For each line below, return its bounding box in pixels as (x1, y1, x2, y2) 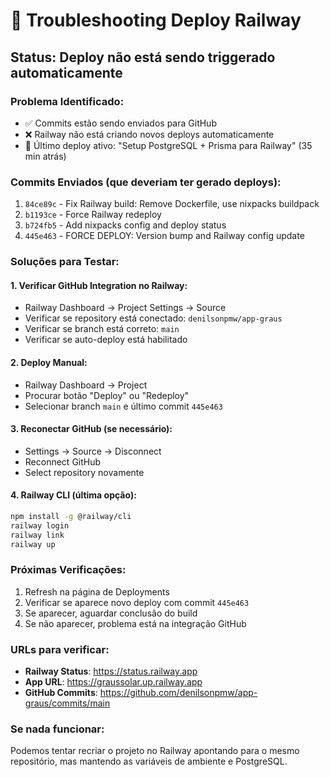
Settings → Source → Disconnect (24, 445, 162, 457)
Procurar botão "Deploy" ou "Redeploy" (24, 389, 190, 401)
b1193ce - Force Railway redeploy (24, 209, 162, 221)
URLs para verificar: (10, 642, 110, 656)
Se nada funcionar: (10, 722, 105, 736)
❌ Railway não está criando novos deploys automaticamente (24, 128, 275, 140)
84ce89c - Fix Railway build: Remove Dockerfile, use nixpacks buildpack (24, 198, 320, 210)
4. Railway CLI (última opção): (10, 489, 137, 501)
